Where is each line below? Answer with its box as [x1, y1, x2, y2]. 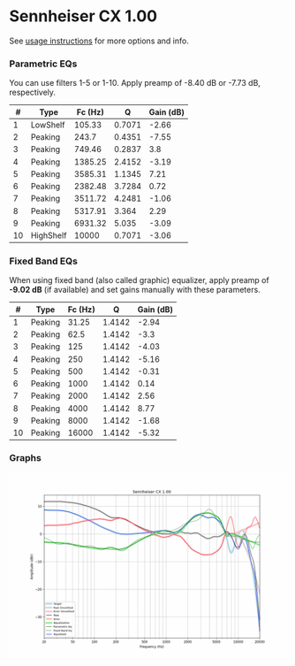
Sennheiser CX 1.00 [9, 6, 157, 27]
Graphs [9, 452, 42, 464]
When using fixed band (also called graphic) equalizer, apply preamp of [9, 275, 269, 286]
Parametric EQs [9, 57, 78, 70]
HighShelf [30, 230, 67, 241]
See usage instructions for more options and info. [9, 35, 190, 46]
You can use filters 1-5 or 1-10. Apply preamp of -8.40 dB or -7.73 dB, [9, 78, 261, 88]
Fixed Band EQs [9, 255, 78, 267]
